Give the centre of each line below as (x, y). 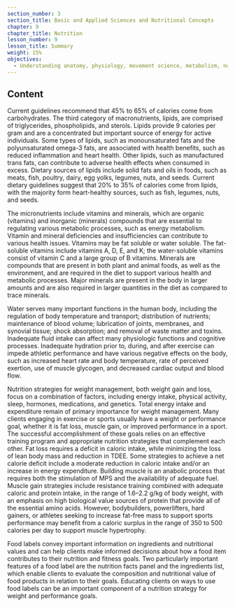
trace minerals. (29, 295)
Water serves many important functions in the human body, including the (112, 309)
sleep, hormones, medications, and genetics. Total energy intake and (107, 404)
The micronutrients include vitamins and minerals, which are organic (106, 213)
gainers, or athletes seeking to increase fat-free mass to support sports (110, 515)
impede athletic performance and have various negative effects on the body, (117, 353)
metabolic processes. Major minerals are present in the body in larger (107, 280)
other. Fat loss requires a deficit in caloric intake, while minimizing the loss (114, 449)
